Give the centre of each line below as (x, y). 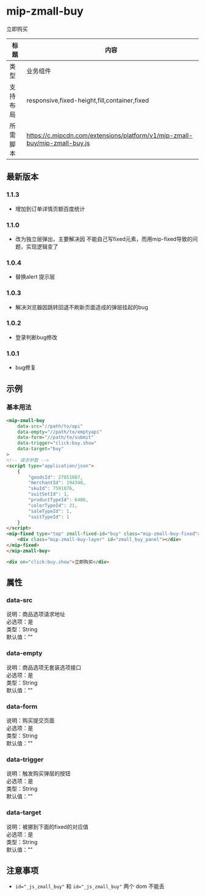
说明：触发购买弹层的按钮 (38, 773)
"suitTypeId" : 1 (49, 517)
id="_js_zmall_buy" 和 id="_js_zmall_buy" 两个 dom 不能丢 (90, 886)
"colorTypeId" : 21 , (53, 505)
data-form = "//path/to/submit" (56, 437)
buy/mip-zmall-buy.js (58, 143)
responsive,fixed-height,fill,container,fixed (88, 100)
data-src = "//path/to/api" (50, 426)
